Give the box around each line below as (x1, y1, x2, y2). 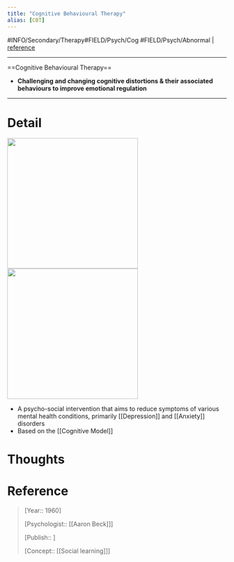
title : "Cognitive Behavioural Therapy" (7, 10, 127, 17)
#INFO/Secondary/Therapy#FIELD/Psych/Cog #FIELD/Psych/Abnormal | (7, 35, 214, 44)
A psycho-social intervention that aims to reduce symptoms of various (17, 405, 219, 413)
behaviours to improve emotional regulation (17, 84, 148, 93)
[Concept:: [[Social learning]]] (24, 547, 111, 555)
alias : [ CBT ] (7, 17, 45, 24)
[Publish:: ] (24, 533, 56, 541)
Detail (7, 115, 42, 131)
